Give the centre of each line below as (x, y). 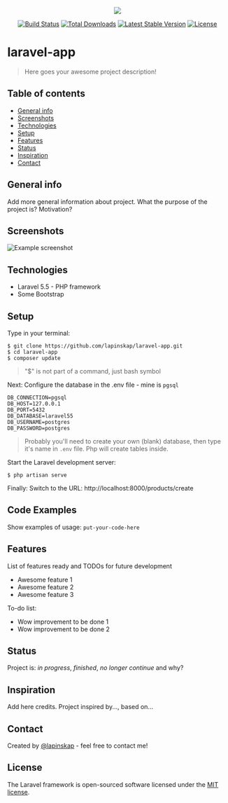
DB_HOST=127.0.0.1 (34, 404)
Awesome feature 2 (45, 587)
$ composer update (34, 358)
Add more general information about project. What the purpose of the (107, 201)
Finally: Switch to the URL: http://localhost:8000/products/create (100, 488)
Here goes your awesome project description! (91, 71)
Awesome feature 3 (45, 594)
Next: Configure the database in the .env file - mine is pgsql (93, 385)
